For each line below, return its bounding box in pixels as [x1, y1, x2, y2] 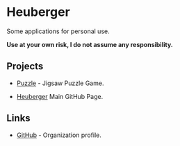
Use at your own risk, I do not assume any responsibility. [6, 40, 173, 48]
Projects [6, 60, 44, 73]
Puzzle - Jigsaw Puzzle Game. [16, 79, 104, 87]
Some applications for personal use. [6, 27, 110, 35]
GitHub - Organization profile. [16, 131, 101, 139]
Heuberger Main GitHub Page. [16, 92, 104, 100]
